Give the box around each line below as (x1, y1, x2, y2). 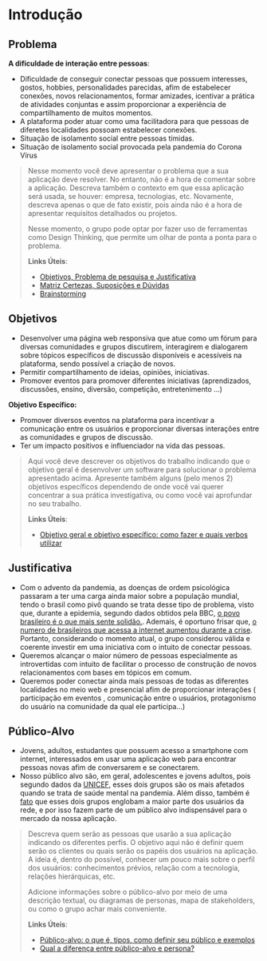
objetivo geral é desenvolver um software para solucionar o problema (27, 465, 257, 474)
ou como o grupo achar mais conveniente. (27, 904, 167, 914)
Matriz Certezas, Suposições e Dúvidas (39, 281, 170, 289)
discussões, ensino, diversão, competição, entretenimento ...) (19, 384, 223, 393)
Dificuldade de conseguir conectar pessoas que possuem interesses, (19, 74, 248, 83)
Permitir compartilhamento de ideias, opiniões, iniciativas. (19, 367, 210, 377)
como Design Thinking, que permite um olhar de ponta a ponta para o (27, 233, 257, 241)
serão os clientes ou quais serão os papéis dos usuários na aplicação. (27, 846, 258, 856)
